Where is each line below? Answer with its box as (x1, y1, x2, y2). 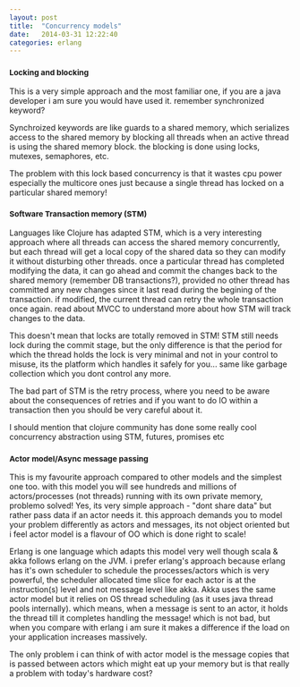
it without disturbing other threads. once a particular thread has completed (9, 256, 285, 267)
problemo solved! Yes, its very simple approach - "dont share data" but (9, 500, 272, 511)
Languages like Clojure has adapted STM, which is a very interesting (9, 227, 262, 238)
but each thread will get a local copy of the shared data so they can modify (9, 246, 287, 257)
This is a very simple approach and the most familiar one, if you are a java (9, 86, 281, 97)
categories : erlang (9, 38, 82, 47)
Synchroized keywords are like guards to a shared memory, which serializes (9, 122, 290, 132)
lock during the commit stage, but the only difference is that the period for (9, 339, 283, 350)
